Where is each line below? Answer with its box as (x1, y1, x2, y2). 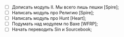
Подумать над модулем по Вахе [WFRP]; (11, 21, 98, 27)
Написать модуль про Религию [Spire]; (11, 10, 94, 16)
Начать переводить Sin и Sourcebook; (11, 27, 92, 33)
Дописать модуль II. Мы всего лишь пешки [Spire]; (11, 4, 119, 10)
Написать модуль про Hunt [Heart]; (11, 15, 86, 21)
